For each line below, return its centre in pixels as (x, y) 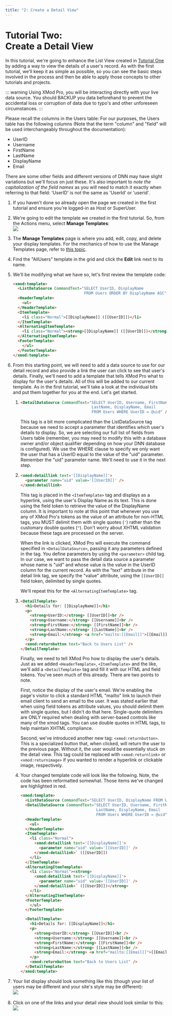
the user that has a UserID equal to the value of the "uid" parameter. (92, 455)
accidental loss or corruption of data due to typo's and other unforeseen (82, 103)
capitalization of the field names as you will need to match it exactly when (83, 187)
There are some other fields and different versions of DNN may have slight (84, 176)
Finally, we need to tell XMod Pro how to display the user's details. (90, 659)
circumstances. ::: (24, 109)
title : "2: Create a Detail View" (42, 10)
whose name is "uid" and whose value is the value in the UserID (88, 565)
